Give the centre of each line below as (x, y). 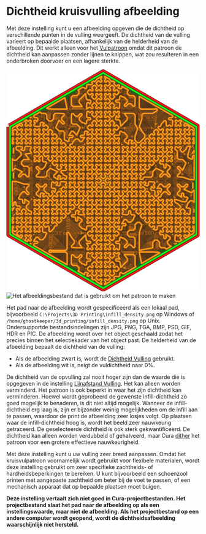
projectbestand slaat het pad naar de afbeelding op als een (83, 505)
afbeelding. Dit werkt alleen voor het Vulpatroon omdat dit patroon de (94, 48)
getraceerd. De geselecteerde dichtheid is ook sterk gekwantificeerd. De (98, 429)
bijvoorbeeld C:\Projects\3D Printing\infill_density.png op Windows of (101, 314)
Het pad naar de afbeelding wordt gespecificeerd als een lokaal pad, (93, 307)
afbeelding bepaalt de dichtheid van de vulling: (66, 346)
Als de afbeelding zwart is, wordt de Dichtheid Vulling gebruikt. (95, 358)
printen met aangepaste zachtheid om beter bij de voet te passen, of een (98, 480)
